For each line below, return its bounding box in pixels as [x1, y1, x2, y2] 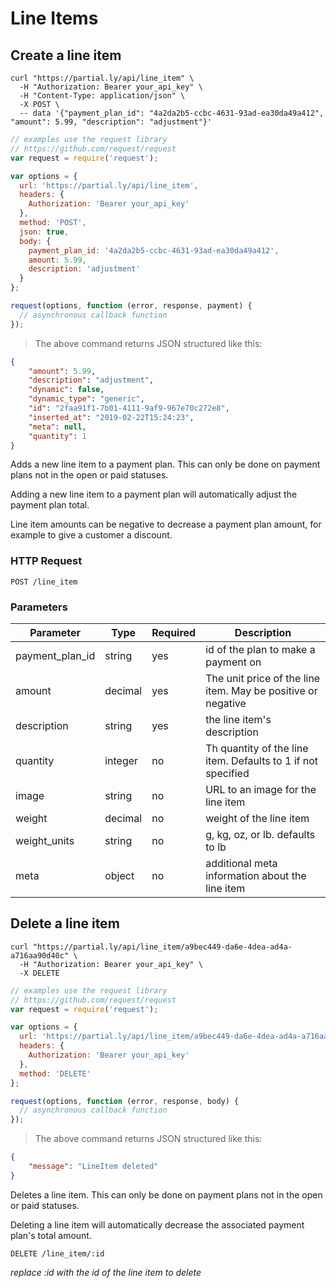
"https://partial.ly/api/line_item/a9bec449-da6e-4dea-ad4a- [32, 942, 293, 952]
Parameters [10, 600, 68, 614]
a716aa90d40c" [10, 950, 70, 961]
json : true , [19, 227, 70, 237]
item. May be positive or [205, 683, 318, 697]
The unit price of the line [205, 671, 321, 685]
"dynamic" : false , [28, 385, 105, 395]
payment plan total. [10, 499, 90, 511]
